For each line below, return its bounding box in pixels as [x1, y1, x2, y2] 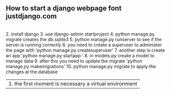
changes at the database [6, 69, 58, 75]
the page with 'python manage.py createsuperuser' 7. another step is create [6, 47, 165, 53]
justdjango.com [6, 12, 57, 21]
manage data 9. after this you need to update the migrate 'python [6, 58, 143, 64]
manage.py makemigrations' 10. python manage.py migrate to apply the [6, 63, 156, 69]
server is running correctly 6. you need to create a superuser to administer [6, 42, 162, 48]
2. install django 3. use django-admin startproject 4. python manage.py [6, 30, 155, 37]
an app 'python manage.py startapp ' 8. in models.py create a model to [6, 52, 155, 58]
